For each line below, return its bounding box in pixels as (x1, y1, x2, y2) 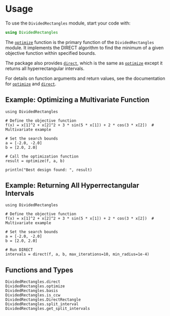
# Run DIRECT (5, 247, 33, 253)
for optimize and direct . (5, 80, 57, 87)
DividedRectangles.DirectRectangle (5, 297, 81, 302)
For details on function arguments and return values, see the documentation (5, 75, 165, 81)
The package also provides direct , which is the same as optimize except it (5, 60, 163, 66)
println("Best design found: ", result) (5, 167, 93, 172)
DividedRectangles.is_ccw (5, 292, 60, 298)
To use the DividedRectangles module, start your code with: (5, 20, 131, 26)
